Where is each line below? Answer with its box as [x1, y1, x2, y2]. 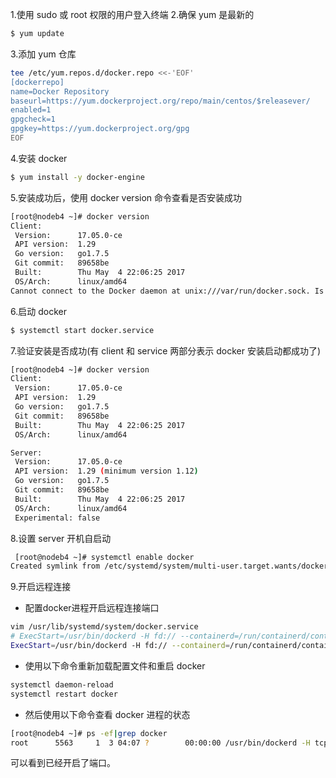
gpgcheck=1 [10, 114, 56, 125]
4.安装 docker [10, 152, 68, 164]
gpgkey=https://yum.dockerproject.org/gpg [10, 124, 190, 134]
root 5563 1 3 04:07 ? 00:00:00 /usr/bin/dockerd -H [10, 738, 311, 748]
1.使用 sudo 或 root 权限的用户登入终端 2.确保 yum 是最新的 [10, 9, 255, 20]
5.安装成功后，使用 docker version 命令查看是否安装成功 [10, 191, 243, 203]
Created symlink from [10, 561, 101, 572]
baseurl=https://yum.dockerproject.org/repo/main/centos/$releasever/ [10, 96, 311, 106]
